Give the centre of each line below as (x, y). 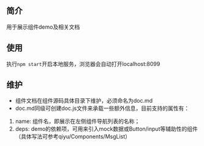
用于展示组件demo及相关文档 (43, 27)
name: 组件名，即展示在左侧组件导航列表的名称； (77, 122)
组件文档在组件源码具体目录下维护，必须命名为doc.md (84, 101)
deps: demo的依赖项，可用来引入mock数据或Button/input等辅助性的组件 (106, 129)
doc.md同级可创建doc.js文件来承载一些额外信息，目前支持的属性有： (102, 108)
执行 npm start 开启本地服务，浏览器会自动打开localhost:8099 (83, 64)
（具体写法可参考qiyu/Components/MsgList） (73, 137)
